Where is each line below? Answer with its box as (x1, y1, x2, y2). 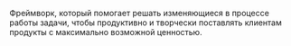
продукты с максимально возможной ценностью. (9, 27, 202, 37)
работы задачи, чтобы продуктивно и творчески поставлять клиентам (9, 17, 282, 28)
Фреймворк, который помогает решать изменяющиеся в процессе (9, 8, 269, 18)
